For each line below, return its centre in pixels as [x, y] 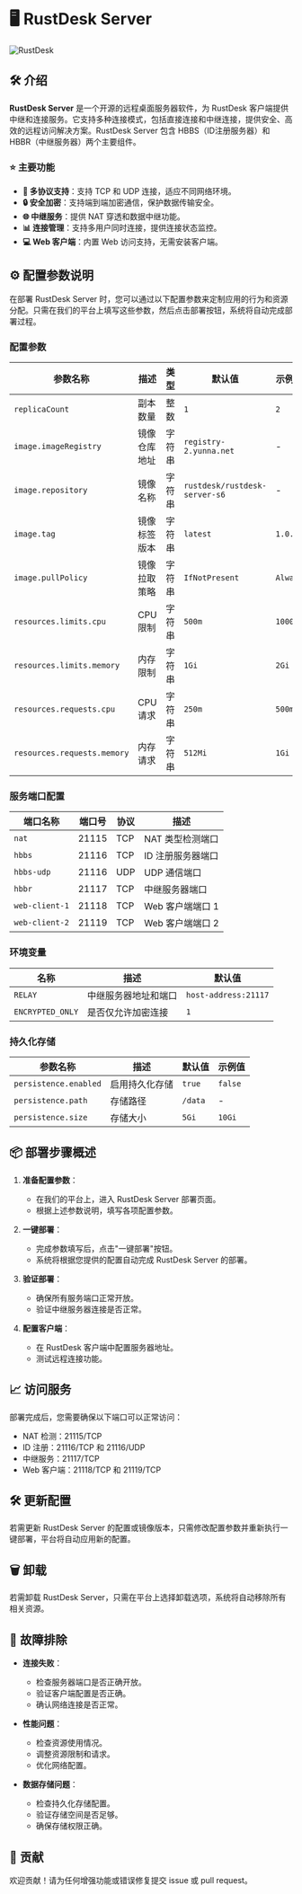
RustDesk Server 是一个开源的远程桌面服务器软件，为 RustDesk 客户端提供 [149, 108]
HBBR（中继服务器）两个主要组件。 [75, 141]
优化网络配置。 [63, 1766]
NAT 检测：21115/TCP [62, 1436]
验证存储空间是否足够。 [79, 1815]
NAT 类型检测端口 [181, 839]
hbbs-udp [32, 872]
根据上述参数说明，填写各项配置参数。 [107, 1210]
